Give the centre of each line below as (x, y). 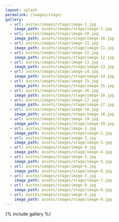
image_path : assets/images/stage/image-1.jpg (63, 29)
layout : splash (21, 10)
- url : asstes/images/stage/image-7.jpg (53, 176)
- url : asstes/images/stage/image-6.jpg (53, 166)
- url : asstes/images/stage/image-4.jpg (53, 147)
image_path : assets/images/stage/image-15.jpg (64, 86)
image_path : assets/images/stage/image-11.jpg (64, 48)
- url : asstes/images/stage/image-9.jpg (53, 195)
